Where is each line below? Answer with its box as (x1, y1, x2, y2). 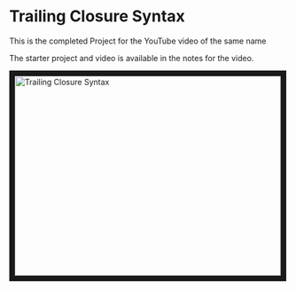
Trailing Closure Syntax (9, 6, 186, 27)
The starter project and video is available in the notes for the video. (9, 52, 254, 63)
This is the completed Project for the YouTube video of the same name (9, 35, 267, 46)
